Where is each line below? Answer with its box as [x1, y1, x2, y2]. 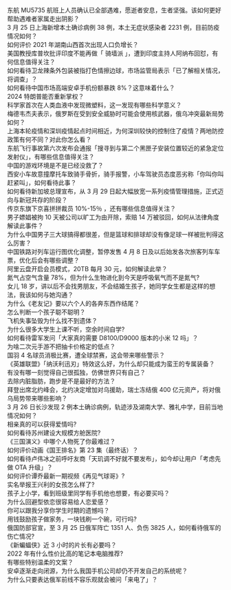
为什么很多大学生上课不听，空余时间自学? [7, 325, 125, 333]
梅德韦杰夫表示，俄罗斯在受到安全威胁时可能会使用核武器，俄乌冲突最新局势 [7, 110, 224, 117]
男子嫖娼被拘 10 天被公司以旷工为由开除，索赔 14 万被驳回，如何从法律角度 [7, 213, 220, 221]
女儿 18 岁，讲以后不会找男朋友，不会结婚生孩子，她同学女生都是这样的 [7, 282, 210, 290]
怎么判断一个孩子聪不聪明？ [7, 308, 86, 316]
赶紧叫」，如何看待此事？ [7, 179, 77, 186]
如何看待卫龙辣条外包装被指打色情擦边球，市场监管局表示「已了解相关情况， [7, 66, 224, 75]
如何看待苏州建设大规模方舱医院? [7, 429, 101, 437]
